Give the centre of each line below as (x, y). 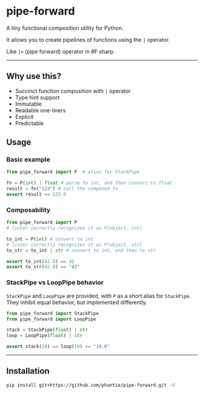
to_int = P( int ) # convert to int (50, 239)
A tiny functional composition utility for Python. (65, 28)
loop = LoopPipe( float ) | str (45, 336)
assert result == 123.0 (36, 195)
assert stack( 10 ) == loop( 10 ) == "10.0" (58, 347)
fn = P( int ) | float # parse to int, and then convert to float (89, 183)
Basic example (28, 160)
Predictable (29, 123)
